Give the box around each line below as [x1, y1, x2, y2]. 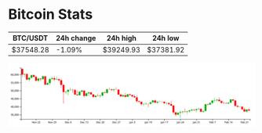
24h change [56, 34, 96, 43]
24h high [106, 34, 137, 43]
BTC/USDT [13, 34, 49, 43]
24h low [151, 34, 180, 43]
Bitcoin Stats [8, 5, 93, 23]
